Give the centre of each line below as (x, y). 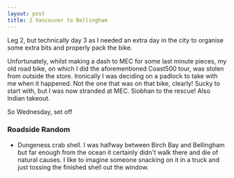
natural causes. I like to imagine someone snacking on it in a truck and (118, 160)
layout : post (26, 14)
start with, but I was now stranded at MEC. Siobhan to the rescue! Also (109, 91)
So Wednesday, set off (40, 112)
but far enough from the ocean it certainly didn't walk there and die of (118, 152)
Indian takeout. (29, 98)
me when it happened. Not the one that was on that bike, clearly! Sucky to (114, 83)
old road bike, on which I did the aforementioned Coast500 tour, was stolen (116, 68)
